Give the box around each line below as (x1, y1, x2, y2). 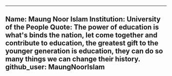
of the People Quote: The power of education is (5, 23, 159, 32)
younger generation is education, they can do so (5, 47, 163, 56)
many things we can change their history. (5, 55, 141, 64)
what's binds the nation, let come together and (5, 31, 158, 40)
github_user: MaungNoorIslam (5, 63, 105, 71)
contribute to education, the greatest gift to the (5, 39, 159, 47)
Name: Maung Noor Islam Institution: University (5, 15, 161, 23)
